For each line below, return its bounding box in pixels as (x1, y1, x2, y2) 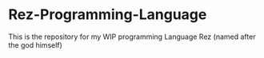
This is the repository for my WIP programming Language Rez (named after (8, 32, 256, 41)
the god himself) (8, 40, 62, 49)
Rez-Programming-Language (8, 6, 207, 24)
